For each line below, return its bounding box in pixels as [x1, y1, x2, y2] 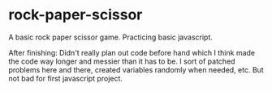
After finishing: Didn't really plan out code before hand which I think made [8, 48, 256, 57]
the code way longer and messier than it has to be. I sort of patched [8, 56, 235, 66]
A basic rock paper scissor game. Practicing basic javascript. [8, 32, 214, 42]
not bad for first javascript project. [8, 73, 123, 83]
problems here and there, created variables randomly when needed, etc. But [8, 64, 264, 74]
